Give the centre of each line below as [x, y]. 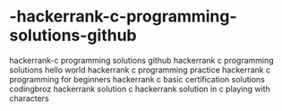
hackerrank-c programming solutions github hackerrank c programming [142, 60]
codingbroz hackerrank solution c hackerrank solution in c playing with [140, 89]
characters [29, 98]
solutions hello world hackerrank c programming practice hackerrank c [140, 70]
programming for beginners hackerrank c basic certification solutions [137, 79]
